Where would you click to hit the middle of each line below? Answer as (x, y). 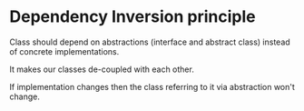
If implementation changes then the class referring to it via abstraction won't (152, 86)
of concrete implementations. (64, 51)
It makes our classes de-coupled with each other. (102, 69)
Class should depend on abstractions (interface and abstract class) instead (150, 42)
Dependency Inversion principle (132, 17)
